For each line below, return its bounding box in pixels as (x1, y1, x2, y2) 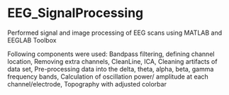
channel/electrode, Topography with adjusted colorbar (7, 79, 167, 88)
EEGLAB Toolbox (7, 35, 57, 44)
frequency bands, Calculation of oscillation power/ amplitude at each (7, 72, 209, 81)
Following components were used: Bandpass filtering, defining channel (7, 50, 215, 58)
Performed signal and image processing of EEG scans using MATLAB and (7, 28, 223, 37)
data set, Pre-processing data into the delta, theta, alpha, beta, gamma (7, 65, 214, 73)
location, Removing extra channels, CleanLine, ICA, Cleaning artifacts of (7, 57, 218, 65)
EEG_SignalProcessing (7, 5, 144, 21)
